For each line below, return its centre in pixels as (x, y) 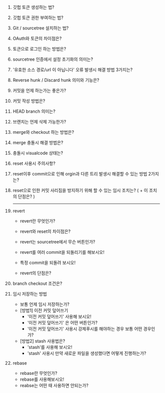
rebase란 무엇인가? (39, 373)
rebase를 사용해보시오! (42, 379)
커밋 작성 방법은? (29, 101)
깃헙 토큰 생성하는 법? (33, 7)
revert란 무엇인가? (37, 221)
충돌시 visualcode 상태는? (38, 153)
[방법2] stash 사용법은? (43, 341)
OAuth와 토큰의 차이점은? (37, 38)
